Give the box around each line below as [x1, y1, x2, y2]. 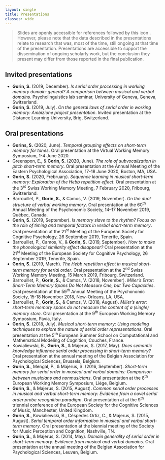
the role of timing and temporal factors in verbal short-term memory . [12, 222, 152, 228]
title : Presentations [5, 12, 50, 17]
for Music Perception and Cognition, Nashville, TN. [12, 428, 115, 434]
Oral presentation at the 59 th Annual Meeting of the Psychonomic [12, 288, 145, 294]
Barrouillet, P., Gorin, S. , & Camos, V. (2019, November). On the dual [12, 195, 151, 201]
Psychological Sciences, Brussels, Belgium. [12, 358, 101, 364]
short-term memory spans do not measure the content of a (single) [12, 304, 149, 310]
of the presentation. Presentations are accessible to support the [17, 45, 147, 52]
